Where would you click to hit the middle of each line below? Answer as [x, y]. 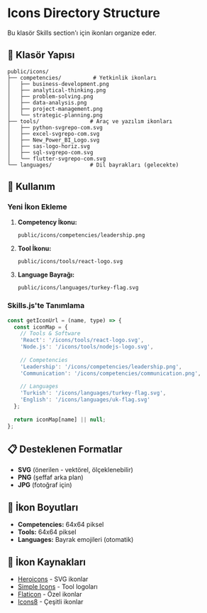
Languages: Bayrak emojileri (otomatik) [75, 540]
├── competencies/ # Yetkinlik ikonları [82, 78]
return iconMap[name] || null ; [60, 420]
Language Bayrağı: [46, 274]
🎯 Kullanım [31, 187]
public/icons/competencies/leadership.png [81, 235]
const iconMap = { [41, 327]
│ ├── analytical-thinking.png [57, 90]
